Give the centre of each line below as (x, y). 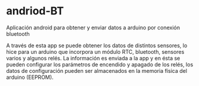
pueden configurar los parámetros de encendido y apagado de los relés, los (100, 64)
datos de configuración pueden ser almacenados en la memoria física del (97, 70)
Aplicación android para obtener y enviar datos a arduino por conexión (93, 27)
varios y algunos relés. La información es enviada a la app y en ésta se (93, 58)
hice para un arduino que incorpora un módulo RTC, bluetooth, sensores (95, 51)
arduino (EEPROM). (30, 77)
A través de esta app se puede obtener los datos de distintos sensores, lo (97, 45)
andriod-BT (35, 11)
